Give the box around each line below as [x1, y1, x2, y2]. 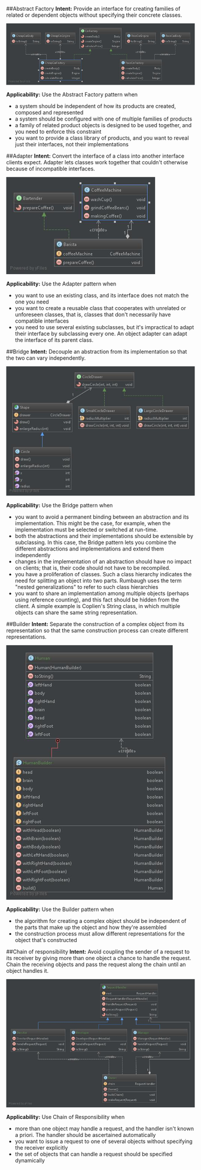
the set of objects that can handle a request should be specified [14, 1150, 173, 1157]
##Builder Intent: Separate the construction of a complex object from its [6, 620, 184, 627]
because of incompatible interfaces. [6, 165, 96, 173]
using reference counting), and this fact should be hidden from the [14, 596, 179, 603]
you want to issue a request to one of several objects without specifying [14, 1138, 193, 1145]
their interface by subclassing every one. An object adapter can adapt [14, 330, 187, 338]
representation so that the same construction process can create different [6, 627, 188, 634]
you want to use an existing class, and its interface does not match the [14, 292, 189, 299]
